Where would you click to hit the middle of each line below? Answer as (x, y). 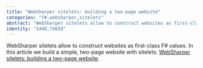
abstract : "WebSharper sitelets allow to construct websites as (89, 23)
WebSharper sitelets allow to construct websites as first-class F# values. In (100, 46)
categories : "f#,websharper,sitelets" (55, 17)
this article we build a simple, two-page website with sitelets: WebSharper (98, 52)
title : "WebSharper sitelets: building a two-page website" (84, 12)
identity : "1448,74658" (36, 29)
